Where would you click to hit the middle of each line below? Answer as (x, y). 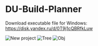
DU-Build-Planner (44, 9)
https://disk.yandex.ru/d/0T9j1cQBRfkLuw (49, 28)
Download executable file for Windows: (46, 23)
